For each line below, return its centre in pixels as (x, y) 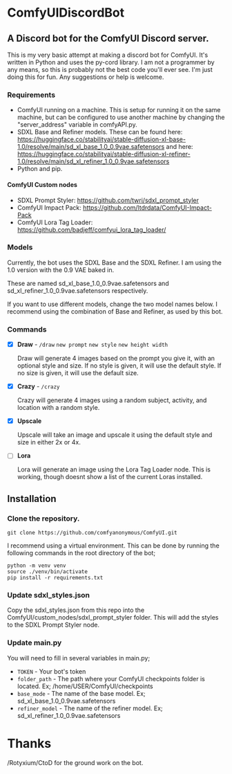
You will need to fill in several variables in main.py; (79, 658)
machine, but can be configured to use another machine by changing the (121, 117)
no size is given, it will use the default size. (78, 373)
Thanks (29, 743)
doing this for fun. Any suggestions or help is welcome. (86, 77)
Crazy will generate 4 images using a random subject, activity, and (112, 400)
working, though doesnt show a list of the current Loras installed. (110, 477)
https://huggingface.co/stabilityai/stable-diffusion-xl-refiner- (104, 154)
